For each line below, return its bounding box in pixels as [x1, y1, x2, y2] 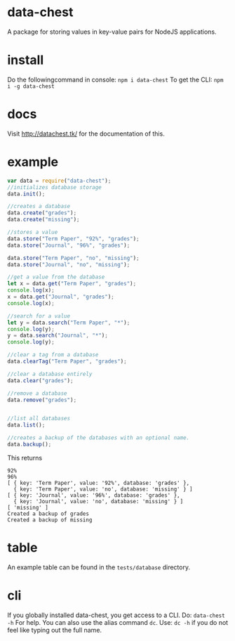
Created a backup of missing [7, 516, 93, 524]
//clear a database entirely [7, 370, 93, 377]
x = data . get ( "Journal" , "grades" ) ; [7, 293, 114, 300]
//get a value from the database [7, 273, 105, 281]
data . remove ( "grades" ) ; [7, 396, 77, 403]
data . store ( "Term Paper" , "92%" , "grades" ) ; [7, 235, 140, 242]
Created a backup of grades [7, 510, 90, 517]
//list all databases [7, 415, 71, 422]
